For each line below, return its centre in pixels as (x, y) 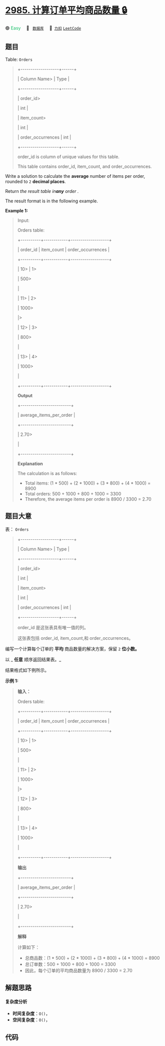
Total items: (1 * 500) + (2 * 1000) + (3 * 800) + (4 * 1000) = (88, 483)
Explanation (30, 463)
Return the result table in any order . (42, 191)
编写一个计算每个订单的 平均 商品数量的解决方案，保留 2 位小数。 (72, 649)
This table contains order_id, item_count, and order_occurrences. (84, 166)
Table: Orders (19, 59)
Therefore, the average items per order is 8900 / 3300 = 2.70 (88, 499)
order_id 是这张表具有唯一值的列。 (53, 627)
